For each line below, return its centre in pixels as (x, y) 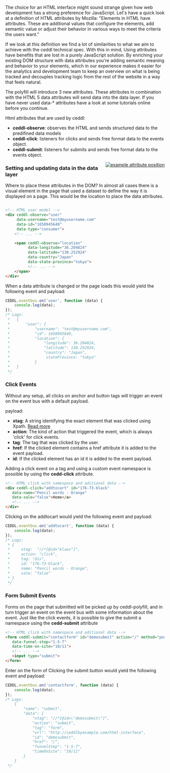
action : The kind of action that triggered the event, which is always (82, 432)
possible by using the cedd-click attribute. (50, 474)
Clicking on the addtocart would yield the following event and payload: (79, 517)
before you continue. (27, 108)
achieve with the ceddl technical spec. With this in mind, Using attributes (81, 50)
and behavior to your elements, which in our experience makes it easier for (83, 66)
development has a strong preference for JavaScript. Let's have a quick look (85, 13)
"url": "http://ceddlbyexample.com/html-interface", (89, 732)
